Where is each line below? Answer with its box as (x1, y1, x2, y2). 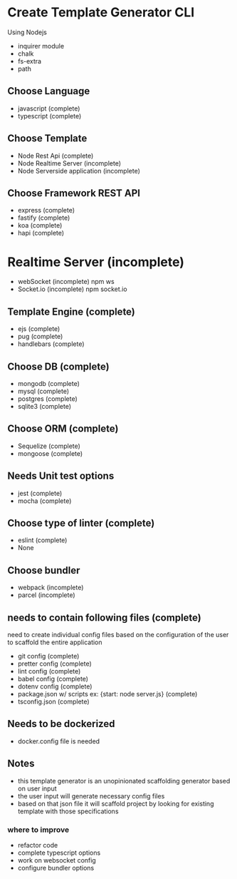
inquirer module (17, 41, 65, 50)
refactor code (17, 840, 58, 849)
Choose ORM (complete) (7, 422, 119, 435)
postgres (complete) (17, 394, 78, 403)
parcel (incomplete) (17, 591, 75, 599)
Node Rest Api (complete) (17, 151, 94, 160)
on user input (17, 784, 57, 793)
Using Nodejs (7, 28, 48, 36)
